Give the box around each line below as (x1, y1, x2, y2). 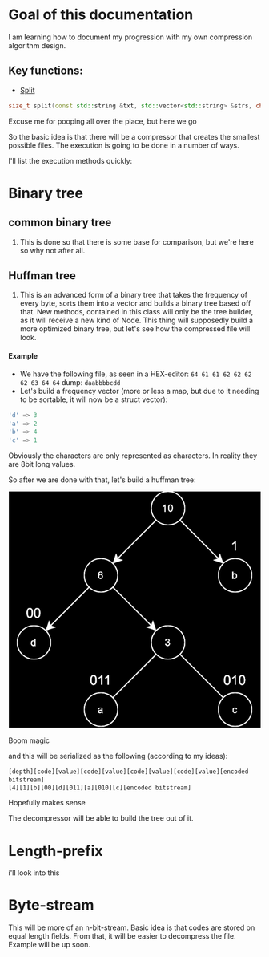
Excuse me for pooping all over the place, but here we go (8, 116, 198, 126)
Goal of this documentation (8, 6, 194, 24)
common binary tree (8, 216, 112, 229)
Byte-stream (8, 896, 94, 914)
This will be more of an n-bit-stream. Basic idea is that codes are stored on (8, 923, 255, 932)
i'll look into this (8, 868, 60, 878)
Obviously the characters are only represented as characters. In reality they (8, 451, 258, 460)
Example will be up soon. (8, 940, 90, 950)
